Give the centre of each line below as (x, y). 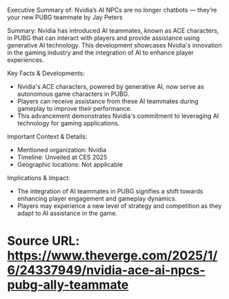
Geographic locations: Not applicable (70, 164)
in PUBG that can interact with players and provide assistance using (103, 38)
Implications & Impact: (39, 178)
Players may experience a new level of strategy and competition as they (119, 206)
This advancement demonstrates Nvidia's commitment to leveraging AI (118, 116)
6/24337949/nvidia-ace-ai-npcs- (106, 270)
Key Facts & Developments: (46, 73)
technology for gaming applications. (68, 123)
